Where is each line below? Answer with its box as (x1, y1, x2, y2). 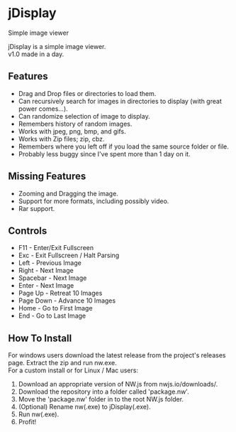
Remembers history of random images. (18, 119, 133, 128)
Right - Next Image (18, 266, 74, 275)
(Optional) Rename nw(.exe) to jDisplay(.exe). (18, 403, 151, 411)
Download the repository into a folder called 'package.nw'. (18, 387, 190, 396)
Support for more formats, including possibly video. (18, 197, 169, 205)
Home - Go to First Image (18, 304, 93, 313)
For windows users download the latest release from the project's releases (8, 351, 226, 360)
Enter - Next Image (18, 281, 74, 290)
